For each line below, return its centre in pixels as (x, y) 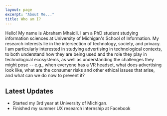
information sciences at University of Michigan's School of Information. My (82, 38)
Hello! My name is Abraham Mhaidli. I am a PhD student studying (72, 33)
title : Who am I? (23, 19)
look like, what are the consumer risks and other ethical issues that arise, (80, 70)
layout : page (19, 10)
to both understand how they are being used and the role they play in (76, 54)
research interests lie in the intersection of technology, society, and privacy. (83, 44)
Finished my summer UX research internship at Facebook (71, 109)
